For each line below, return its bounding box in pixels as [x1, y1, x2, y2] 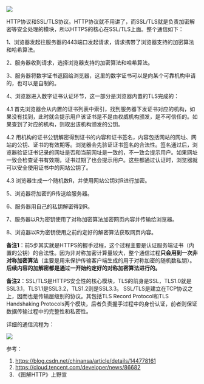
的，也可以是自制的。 [6, 80, 59, 86]
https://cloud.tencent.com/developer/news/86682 [15, 364, 141, 371]
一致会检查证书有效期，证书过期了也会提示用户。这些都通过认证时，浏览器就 [6, 156, 198, 164]
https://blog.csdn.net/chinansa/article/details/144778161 [15, 357, 156, 365]
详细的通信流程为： [6, 321, 55, 328]
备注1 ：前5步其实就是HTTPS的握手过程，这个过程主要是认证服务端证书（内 [6, 242, 194, 249]
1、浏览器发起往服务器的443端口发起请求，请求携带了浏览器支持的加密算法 [6, 38, 194, 46]
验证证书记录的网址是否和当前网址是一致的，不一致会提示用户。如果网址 [16, 149, 198, 156]
